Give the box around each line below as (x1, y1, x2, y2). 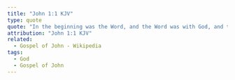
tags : (7, 49, 23, 56)
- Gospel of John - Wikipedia (13, 42, 101, 49)
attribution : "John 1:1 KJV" (7, 29, 92, 37)
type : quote (7, 17, 42, 24)
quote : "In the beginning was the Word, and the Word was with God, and (7, 23, 224, 30)
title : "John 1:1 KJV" (7, 10, 73, 17)
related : (7, 36, 33, 43)
